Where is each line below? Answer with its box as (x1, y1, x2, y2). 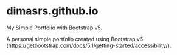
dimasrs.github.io (6, 4, 99, 18)
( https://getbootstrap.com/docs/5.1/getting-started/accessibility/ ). (6, 42, 172, 49)
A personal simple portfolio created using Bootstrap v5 (6, 35, 144, 42)
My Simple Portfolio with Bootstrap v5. (6, 24, 102, 31)
